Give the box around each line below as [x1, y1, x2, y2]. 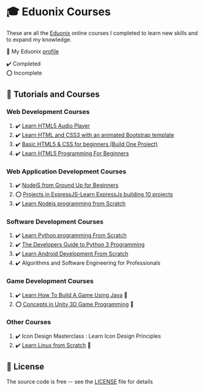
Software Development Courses [6, 217, 104, 226]
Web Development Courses [6, 108, 90, 116]
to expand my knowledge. [6, 36, 72, 43]
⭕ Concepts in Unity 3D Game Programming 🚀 [15, 300, 134, 308]
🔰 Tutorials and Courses [6, 89, 100, 100]
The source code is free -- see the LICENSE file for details [6, 378, 153, 385]
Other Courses [6, 318, 51, 327]
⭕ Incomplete [6, 69, 42, 77]
